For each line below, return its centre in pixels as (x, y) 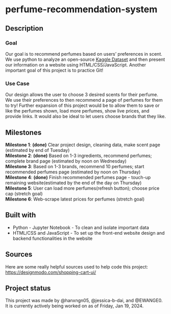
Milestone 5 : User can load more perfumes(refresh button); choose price (82, 188)
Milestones (23, 132)
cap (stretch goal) (24, 193)
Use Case (17, 83)
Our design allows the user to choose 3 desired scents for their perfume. (82, 95)
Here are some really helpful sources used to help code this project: (77, 266)
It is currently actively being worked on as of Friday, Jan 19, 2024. (75, 306)
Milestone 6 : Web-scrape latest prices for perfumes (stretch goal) (75, 199)
